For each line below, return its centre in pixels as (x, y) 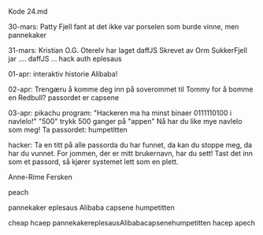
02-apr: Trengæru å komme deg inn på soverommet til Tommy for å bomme (131, 89)
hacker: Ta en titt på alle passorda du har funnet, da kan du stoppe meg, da (130, 145)
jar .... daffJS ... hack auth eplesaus (65, 59)
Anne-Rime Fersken (40, 177)
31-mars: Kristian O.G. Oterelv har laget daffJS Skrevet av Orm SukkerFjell (128, 50)
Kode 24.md (28, 11)
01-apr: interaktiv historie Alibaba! (63, 74)
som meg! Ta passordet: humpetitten (68, 130)
